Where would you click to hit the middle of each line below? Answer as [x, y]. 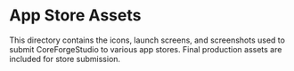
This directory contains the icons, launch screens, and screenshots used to [147, 40]
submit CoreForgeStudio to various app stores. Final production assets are [146, 49]
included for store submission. [65, 59]
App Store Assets [75, 16]
